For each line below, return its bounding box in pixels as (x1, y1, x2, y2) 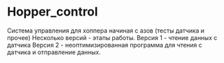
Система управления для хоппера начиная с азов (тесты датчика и (7, 26, 205, 35)
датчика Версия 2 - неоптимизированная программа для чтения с (7, 41, 203, 49)
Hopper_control (7, 4, 98, 20)
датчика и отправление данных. (7, 48, 101, 56)
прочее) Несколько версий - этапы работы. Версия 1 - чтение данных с (7, 33, 218, 41)
